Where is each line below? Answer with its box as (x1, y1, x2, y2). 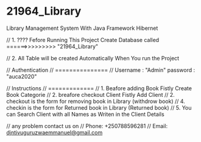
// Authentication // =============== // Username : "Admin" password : (6, 66, 196, 74)
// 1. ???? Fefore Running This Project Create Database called (6, 36, 160, 43)
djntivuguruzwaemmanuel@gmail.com (6, 129, 103, 136)
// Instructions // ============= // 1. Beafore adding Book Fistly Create (6, 84, 192, 92)
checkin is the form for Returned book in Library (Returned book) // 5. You (6, 104, 192, 111)
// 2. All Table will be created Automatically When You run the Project (6, 54, 180, 62)
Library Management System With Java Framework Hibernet (6, 24, 158, 32)
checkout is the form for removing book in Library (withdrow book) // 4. (6, 98, 186, 105)
